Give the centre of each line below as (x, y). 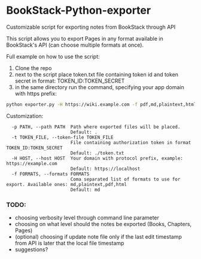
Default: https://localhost (105, 169)
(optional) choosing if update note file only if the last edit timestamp (98, 237)
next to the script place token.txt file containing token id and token (96, 74)
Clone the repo (33, 68)
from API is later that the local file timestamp (69, 243)
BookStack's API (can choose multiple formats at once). (75, 45)
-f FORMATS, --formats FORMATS (51, 174)
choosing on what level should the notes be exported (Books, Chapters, (103, 224)
